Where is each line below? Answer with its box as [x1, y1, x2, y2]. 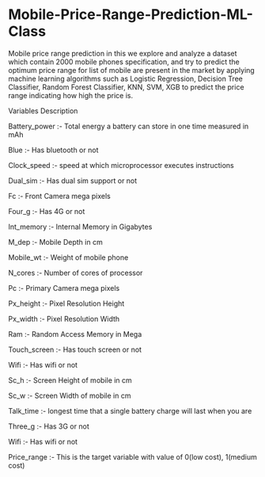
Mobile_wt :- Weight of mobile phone [8, 252, 129, 262]
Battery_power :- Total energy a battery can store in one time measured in [8, 121, 249, 131]
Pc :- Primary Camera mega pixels [8, 283, 120, 292]
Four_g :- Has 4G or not [8, 206, 85, 216]
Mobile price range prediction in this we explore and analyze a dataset [8, 48, 237, 58]
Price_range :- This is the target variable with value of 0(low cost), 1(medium [8, 452, 257, 461]
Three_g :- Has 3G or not [8, 422, 89, 431]
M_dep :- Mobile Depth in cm [8, 237, 103, 246]
